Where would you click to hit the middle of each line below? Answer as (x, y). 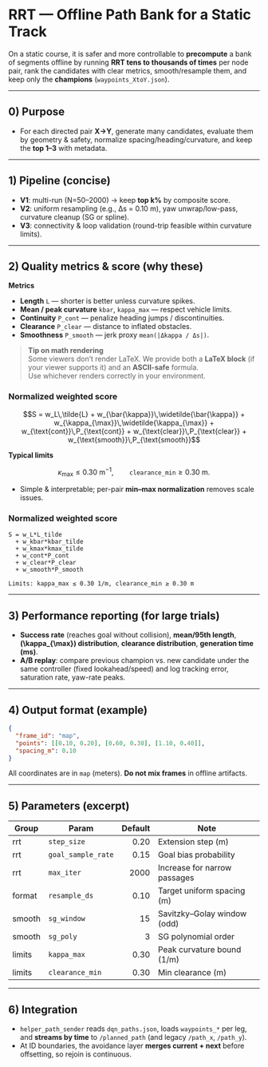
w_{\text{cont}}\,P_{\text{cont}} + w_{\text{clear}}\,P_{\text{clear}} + (134, 431)
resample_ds (71, 896)
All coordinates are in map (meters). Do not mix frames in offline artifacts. (128, 773)
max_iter (65, 873)
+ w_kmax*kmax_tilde (49, 549)
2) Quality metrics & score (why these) (106, 266)
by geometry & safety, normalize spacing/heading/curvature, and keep (136, 139)
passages (176, 878)
